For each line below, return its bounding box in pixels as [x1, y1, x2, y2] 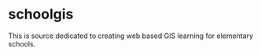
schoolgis [8, 5, 74, 23]
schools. [8, 39, 36, 48]
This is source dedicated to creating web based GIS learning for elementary [8, 31, 254, 40]
